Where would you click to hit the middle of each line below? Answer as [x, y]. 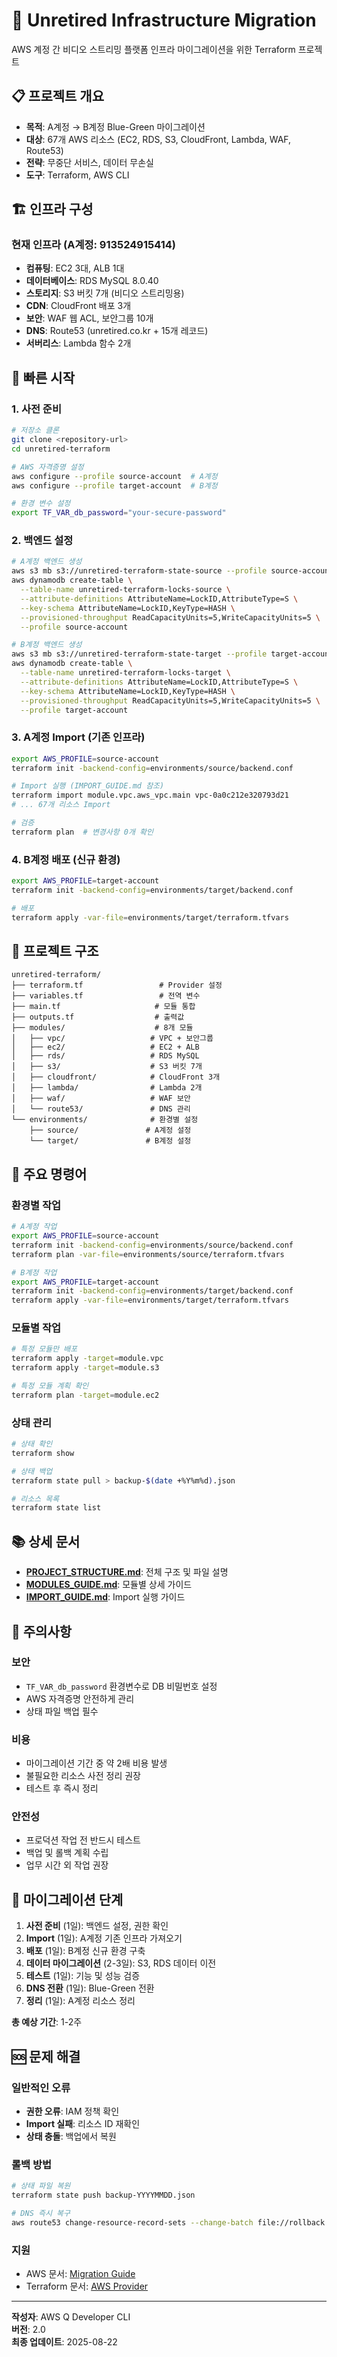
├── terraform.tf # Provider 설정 [117, 985]
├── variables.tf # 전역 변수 [106, 996]
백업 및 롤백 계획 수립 [67, 1853]
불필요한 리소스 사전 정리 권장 [83, 1776]
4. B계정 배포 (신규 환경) [66, 859]
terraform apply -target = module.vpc [87, 1359]
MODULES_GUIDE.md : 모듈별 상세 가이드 [109, 1585]
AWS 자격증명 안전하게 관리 [80, 1698]
